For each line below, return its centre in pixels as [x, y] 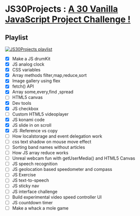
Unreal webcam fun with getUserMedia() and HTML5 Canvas [74, 158]
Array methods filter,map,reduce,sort [49, 75]
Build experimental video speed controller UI [57, 197]
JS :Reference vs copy [35, 130]
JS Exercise [24, 175]
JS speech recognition [35, 164]
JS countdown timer [32, 202]
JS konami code [28, 120]
